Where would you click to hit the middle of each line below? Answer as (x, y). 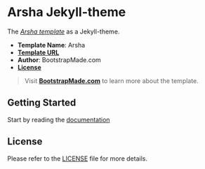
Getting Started (42, 103)
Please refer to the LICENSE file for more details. (77, 159)
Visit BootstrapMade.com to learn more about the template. (111, 80)
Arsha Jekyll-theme (67, 12)
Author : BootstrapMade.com (59, 59)
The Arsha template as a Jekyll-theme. (64, 31)
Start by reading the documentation (59, 119)
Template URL (38, 52)
